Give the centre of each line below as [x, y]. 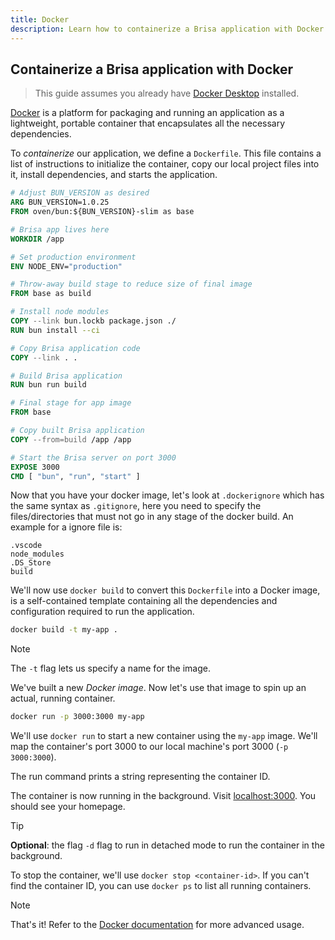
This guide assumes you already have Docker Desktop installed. [167, 93]
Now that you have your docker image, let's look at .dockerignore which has [167, 495]
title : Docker [40, 19]
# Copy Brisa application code [75, 348]
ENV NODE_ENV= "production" [66, 266]
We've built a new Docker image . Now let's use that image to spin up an [158, 688]
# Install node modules [60, 312]
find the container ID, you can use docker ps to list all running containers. [161, 886]
